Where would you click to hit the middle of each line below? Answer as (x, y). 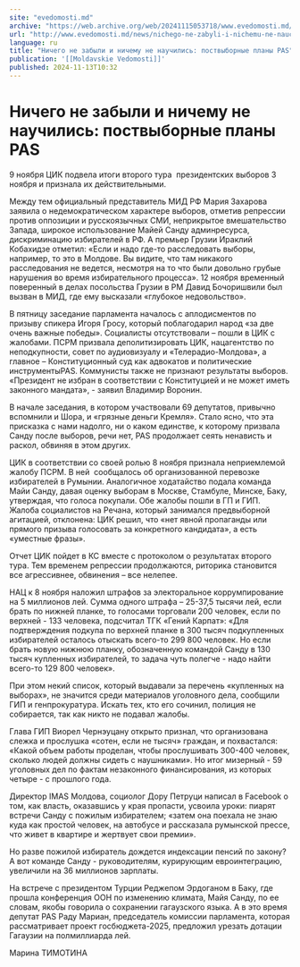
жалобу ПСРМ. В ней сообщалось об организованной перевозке (135, 471)
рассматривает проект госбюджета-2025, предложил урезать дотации (146, 926)
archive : (25, 26)
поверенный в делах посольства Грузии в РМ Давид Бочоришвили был (146, 286)
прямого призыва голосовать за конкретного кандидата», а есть (133, 529)
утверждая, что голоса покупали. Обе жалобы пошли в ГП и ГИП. (135, 500)
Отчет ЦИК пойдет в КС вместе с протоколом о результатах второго (141, 556)
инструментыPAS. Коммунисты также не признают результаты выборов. (149, 370)
